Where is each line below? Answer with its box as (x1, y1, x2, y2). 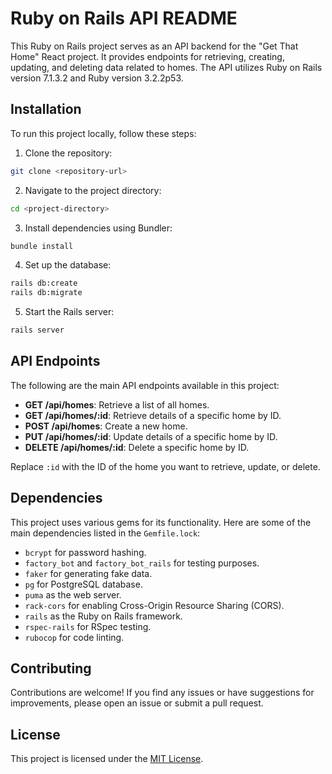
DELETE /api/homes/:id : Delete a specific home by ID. (24, 441, 250, 453)
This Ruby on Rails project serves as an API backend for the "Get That (10, 40, 299, 52)
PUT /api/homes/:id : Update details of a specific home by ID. (24, 430, 278, 442)
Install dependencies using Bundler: (24, 222, 173, 234)
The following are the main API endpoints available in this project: (10, 379, 280, 391)
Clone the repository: (24, 147, 113, 159)
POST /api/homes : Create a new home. (24, 420, 188, 432)
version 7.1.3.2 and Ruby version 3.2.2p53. (10, 72, 184, 84)
